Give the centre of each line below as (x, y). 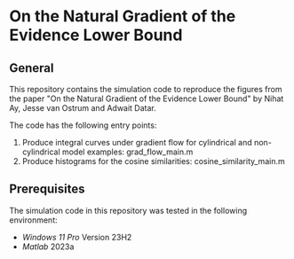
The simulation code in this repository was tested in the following (128, 210)
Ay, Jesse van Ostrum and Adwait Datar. (83, 108)
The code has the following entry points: (83, 125)
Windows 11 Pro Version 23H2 (77, 237)
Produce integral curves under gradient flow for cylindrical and (137, 142)
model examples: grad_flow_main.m (127, 152)
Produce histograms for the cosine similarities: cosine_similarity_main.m (154, 161)
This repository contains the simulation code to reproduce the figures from (146, 89)
